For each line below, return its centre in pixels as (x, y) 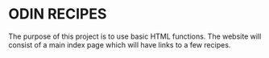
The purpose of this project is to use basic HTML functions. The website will (135, 36)
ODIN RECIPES (58, 14)
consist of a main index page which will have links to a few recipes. (120, 44)
